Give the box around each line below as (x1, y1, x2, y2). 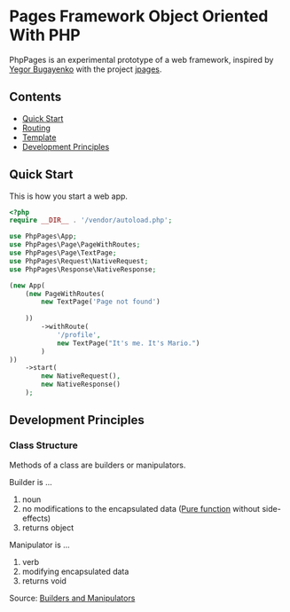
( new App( (9, 281, 46, 290)
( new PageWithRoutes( (25, 289, 105, 298)
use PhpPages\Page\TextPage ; (9, 248, 117, 258)
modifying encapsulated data (21, 566, 129, 577)
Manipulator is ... (9, 539, 71, 550)
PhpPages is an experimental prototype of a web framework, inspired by (9, 54, 274, 65)
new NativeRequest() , (41, 372, 121, 381)
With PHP (9, 25, 82, 45)
